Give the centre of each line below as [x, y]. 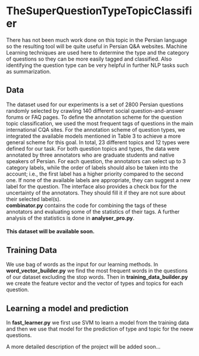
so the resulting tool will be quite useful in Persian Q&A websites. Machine [97, 46]
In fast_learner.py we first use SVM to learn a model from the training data [98, 322]
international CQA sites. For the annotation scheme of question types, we [96, 129]
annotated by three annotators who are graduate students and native [90, 155]
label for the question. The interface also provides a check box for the [91, 186]
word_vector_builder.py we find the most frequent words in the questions [97, 271]
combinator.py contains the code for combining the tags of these [87, 205]
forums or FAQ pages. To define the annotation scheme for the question [94, 117]
